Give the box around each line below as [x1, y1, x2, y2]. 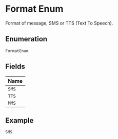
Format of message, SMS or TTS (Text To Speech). [5, 20, 113, 26]
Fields [5, 62, 26, 71]
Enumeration [5, 35, 48, 43]
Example [5, 116, 34, 125]
